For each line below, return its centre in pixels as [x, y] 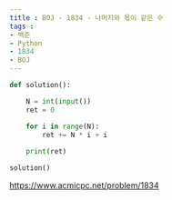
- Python [26, 43]
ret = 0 [40, 110]
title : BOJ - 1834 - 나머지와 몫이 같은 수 [86, 18]
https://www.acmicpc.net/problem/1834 [84, 185]
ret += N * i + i [75, 135]
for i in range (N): [63, 126]
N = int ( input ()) [59, 101]
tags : [22, 26]
